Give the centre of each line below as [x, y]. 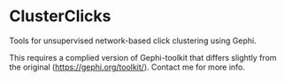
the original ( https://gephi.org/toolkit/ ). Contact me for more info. [127, 67]
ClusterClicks [60, 16]
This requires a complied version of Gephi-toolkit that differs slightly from [143, 57]
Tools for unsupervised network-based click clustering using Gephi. [133, 40]
